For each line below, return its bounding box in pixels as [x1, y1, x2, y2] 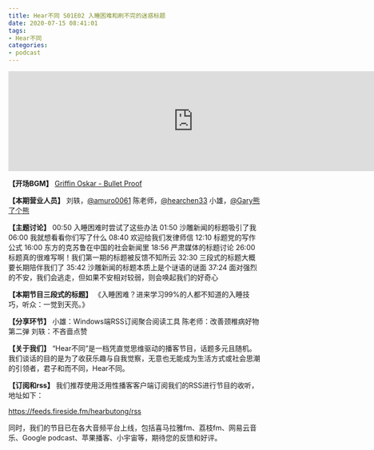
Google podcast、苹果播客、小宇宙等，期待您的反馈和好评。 [22, 433, 222, 442]
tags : [8, 26, 26, 34]
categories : [8, 42, 48, 50]
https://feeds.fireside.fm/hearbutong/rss [8, 407, 141, 416]
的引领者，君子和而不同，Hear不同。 [8, 364, 129, 372]
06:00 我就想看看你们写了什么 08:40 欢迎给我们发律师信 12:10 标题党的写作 [8, 233, 257, 242]
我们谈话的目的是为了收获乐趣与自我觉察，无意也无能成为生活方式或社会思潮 [8, 353, 261, 363]
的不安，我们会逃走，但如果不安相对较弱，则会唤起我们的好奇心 [8, 273, 218, 282]
